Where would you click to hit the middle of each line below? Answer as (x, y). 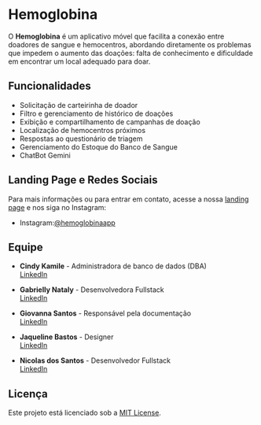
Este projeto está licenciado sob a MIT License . (85, 413)
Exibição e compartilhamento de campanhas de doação (110, 122)
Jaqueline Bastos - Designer (66, 337)
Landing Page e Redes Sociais (83, 180)
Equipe (26, 247)
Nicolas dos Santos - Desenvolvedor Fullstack (95, 360)
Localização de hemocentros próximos (83, 130)
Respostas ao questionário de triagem (81, 139)
